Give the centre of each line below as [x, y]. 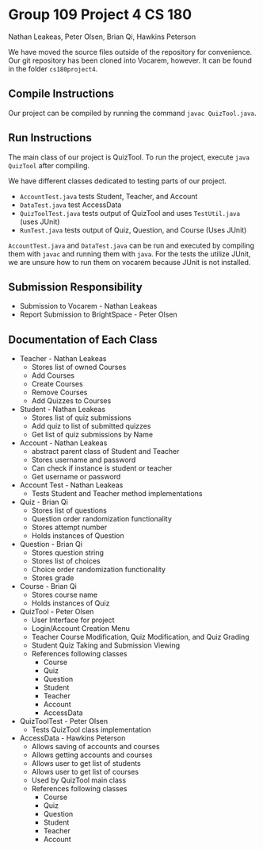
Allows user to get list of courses [85, 772]
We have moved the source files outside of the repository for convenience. [130, 52]
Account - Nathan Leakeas [63, 443]
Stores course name [64, 595]
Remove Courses [59, 392]
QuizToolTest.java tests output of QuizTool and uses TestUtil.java [130, 213]
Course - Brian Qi [48, 587]
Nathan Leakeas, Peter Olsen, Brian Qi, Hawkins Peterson [102, 37]
